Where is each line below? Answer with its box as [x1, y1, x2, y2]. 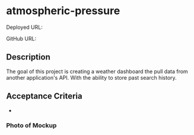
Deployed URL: [6, 24, 43, 31]
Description [6, 52, 50, 62]
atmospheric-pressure [6, 4, 120, 18]
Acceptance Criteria [6, 91, 82, 101]
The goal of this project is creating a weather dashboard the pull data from [6, 68, 188, 75]
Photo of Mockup [6, 121, 57, 130]
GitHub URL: [6, 35, 37, 42]
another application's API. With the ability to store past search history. [6, 74, 177, 81]
